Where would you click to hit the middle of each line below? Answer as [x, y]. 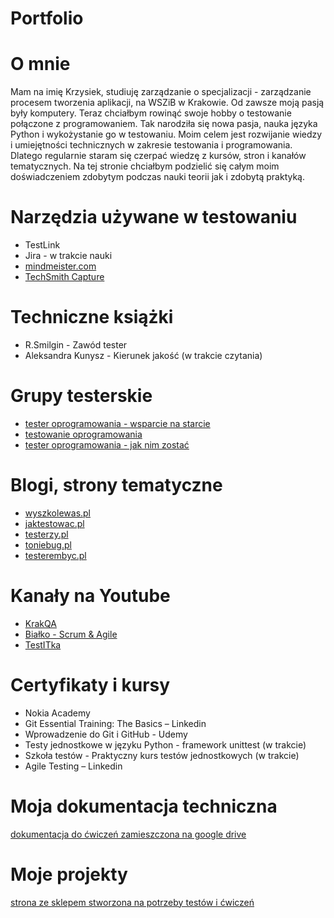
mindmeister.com [60, 266]
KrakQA [40, 623]
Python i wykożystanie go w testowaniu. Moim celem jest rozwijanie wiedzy [166, 134]
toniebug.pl [48, 544]
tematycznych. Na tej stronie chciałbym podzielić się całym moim [145, 166]
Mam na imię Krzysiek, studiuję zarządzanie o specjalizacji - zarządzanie [161, 92]
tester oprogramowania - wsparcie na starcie [117, 423]
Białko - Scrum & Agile [71, 634]
